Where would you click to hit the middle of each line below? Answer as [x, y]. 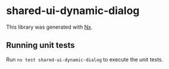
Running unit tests [40, 45]
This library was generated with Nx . [49, 27]
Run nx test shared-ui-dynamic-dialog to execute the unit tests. [85, 59]
